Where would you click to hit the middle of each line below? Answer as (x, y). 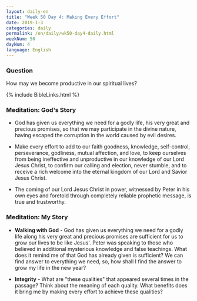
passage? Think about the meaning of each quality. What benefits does (101, 285)
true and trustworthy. (40, 202)
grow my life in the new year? (50, 267)
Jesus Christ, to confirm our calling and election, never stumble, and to (101, 166)
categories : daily (29, 28)
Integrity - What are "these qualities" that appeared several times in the (102, 279)
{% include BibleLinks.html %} (43, 95)
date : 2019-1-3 (25, 22)
